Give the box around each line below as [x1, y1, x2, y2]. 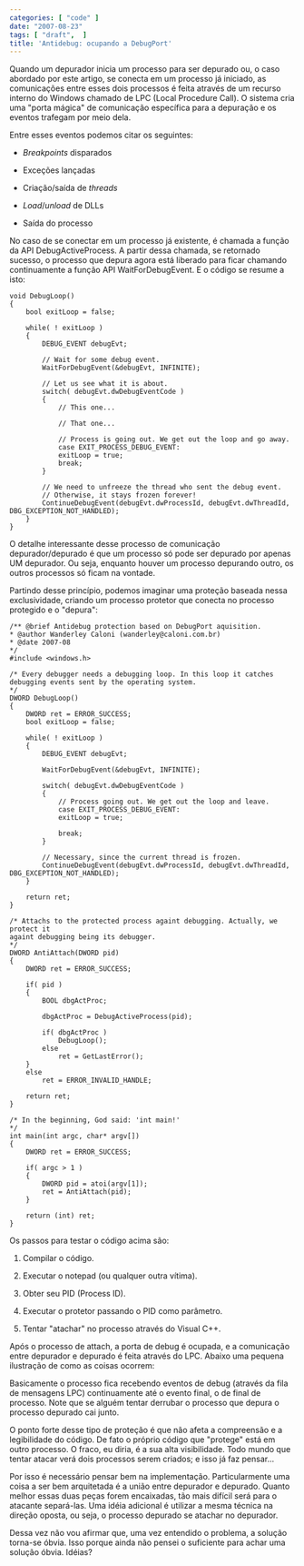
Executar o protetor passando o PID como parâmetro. [22, 1306, 223, 1317]
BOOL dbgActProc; [42, 996, 107, 1005]
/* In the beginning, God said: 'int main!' [9, 1116, 181, 1125]
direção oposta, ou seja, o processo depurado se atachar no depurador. [9, 1510, 279, 1521]
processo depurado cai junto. [9, 1407, 120, 1418]
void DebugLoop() [9, 292, 75, 301]
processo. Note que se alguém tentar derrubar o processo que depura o [9, 1398, 279, 1409]
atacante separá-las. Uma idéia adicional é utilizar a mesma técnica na [9, 1500, 274, 1511]
